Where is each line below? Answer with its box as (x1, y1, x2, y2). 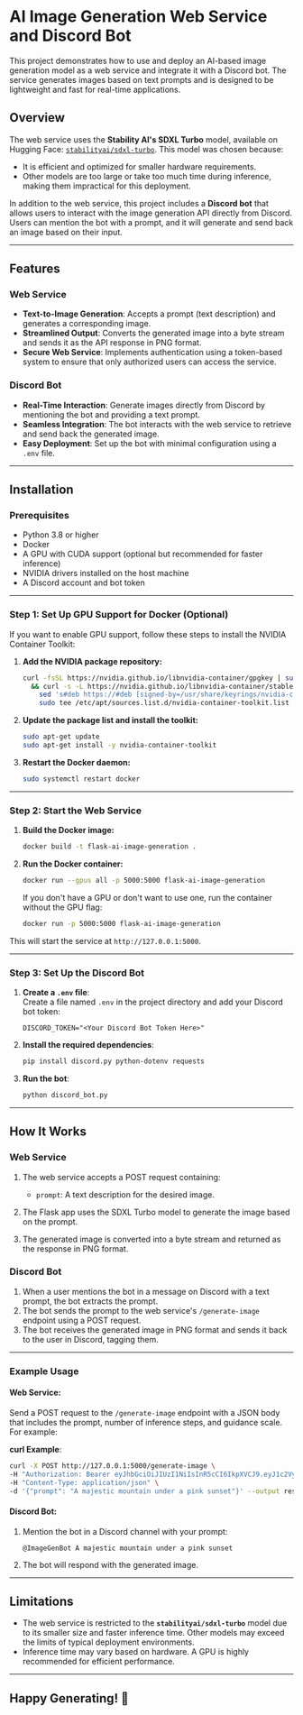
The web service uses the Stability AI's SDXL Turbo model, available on (9, 133, 278, 145)
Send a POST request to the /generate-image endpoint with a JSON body (9, 1407, 280, 1417)
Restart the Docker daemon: (22, 757, 131, 767)
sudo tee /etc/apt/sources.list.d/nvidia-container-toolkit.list (39, 699, 290, 708)
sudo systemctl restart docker (22, 774, 141, 784)
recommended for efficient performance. (22, 1656, 176, 1667)
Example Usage (9, 1364, 79, 1377)
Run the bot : (22, 1073, 69, 1084)
